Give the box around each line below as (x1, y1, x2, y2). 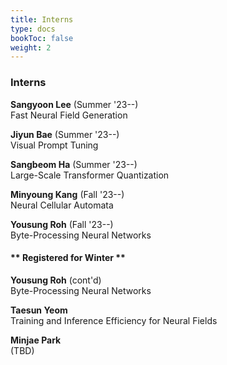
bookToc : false (10, 33, 74, 43)
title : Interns (10, 14, 74, 25)
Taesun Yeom (10, 304, 68, 316)
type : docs (10, 24, 56, 34)
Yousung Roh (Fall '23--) (10, 218, 114, 230)
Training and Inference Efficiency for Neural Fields (10, 314, 218, 326)
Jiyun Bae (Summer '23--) (10, 128, 120, 140)
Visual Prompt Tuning (10, 139, 99, 151)
